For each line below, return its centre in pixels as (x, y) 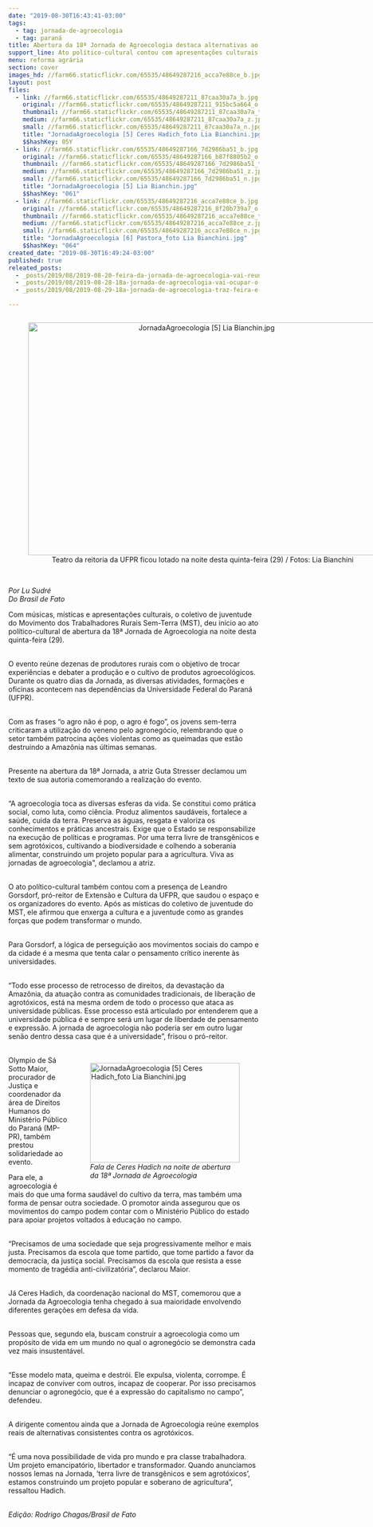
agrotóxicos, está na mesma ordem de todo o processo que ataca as (121, 1002)
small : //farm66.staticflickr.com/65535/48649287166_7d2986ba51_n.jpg (142, 179)
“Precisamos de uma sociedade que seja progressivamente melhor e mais (130, 1244)
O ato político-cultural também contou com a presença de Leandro (118, 887)
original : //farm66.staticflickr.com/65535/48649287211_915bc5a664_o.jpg (147, 105)
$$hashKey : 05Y (48, 142)
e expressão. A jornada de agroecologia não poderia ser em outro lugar (126, 1028)
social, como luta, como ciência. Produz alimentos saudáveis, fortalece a (128, 812)
